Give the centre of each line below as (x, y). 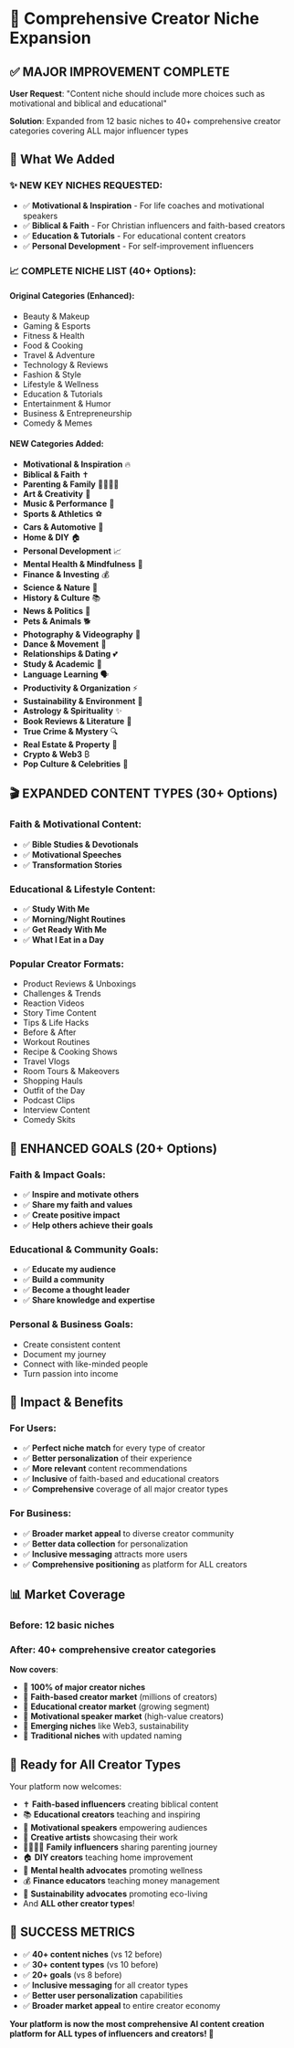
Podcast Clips (49, 1101)
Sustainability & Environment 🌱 (83, 702)
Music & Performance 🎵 (68, 504)
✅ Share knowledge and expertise (89, 1300)
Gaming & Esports (57, 326)
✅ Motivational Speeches (72, 854)
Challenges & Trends (62, 994)
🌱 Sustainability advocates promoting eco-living (115, 1894)
